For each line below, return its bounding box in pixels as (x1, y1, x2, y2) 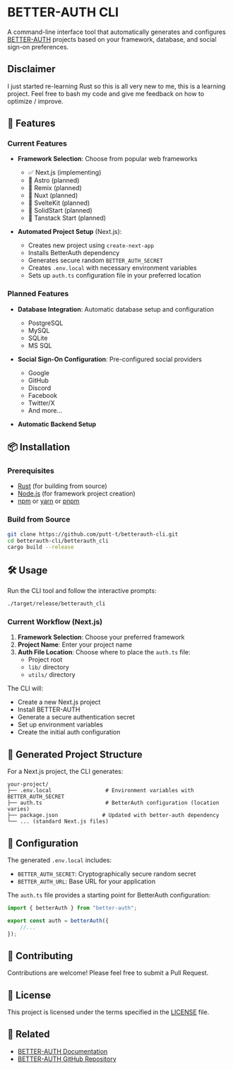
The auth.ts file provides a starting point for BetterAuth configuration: (7, 890, 210, 899)
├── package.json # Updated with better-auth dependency (7, 812, 220, 819)
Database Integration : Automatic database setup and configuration (17, 305, 214, 313)
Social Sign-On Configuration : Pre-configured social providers (17, 355, 203, 363)
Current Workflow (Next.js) (7, 616, 103, 626)
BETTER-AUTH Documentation (17, 1047, 108, 1055)
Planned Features (7, 289, 69, 299)
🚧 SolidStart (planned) (28, 206, 93, 215)
